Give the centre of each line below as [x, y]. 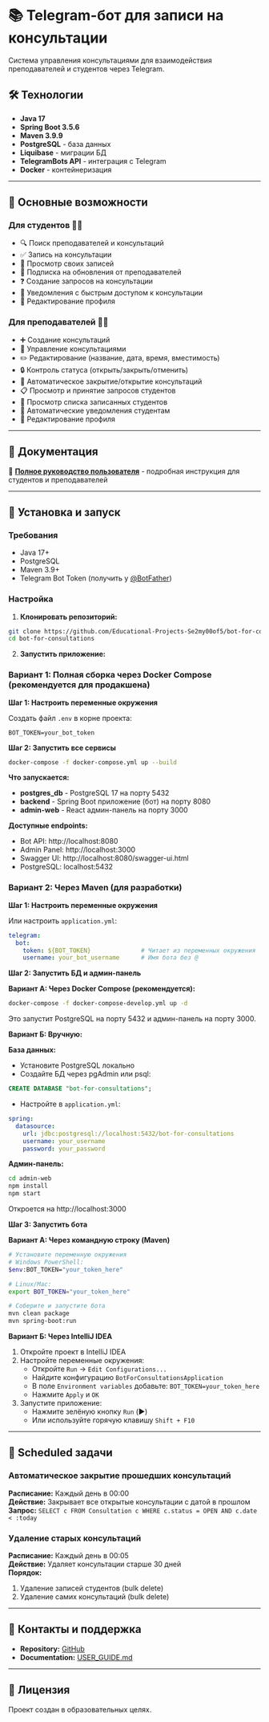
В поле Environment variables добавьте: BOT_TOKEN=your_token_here [146, 1386]
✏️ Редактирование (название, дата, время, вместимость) [120, 357]
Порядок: [25, 1572]
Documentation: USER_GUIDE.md [76, 1657]
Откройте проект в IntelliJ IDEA [73, 1352]
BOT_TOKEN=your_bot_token [51, 733]
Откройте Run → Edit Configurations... [99, 1369]
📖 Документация [53, 452]
